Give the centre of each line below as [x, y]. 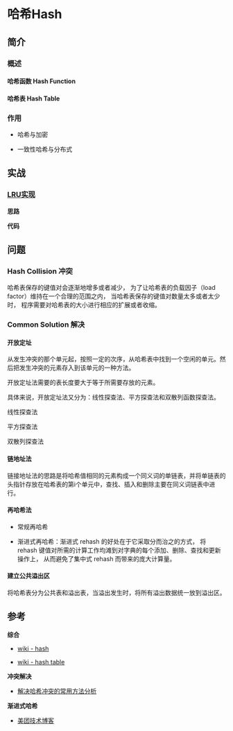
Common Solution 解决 [46, 325]
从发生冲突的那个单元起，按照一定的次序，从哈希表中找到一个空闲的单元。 [113, 359]
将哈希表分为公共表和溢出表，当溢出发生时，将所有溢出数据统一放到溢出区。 [116, 593]
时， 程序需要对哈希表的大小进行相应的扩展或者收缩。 [84, 305]
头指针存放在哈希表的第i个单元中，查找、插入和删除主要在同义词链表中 [108, 484]
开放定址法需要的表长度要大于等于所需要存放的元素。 [83, 383]
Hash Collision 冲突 [40, 271]
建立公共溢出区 [28, 576]
